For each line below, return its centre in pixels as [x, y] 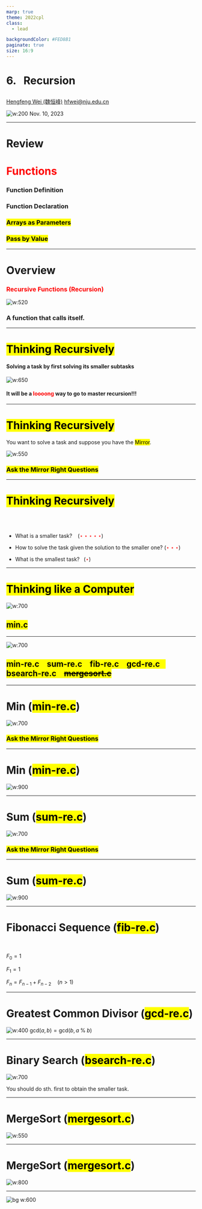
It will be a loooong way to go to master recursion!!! [72, 394]
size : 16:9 [20, 51]
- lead [20, 29]
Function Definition [35, 190]
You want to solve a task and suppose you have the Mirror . [79, 442]
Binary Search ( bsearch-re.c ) [81, 1061]
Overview [31, 270]
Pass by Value [27, 239]
